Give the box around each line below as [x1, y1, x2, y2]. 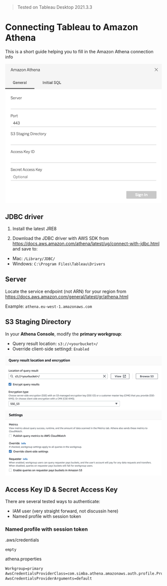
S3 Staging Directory [5, 318, 71, 326]
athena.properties [5, 556, 42, 562]
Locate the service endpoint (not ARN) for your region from [5, 288, 127, 294]
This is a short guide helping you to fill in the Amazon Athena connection [5, 48, 154, 54]
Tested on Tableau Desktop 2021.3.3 [17, 4, 92, 10]
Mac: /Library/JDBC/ [12, 255, 56, 261]
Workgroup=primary [5, 566, 43, 571]
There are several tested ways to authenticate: [5, 499, 100, 504]
